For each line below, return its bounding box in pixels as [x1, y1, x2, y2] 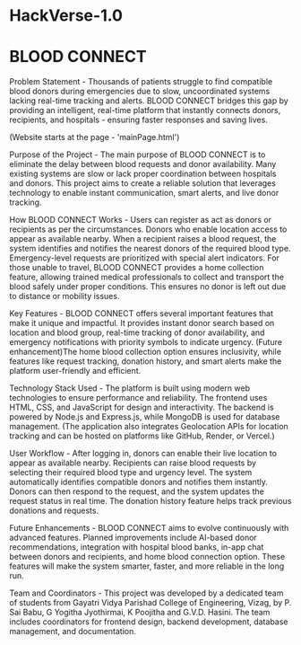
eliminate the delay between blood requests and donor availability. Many [9, 159, 277, 170]
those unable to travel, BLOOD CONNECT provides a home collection [9, 262, 264, 273]
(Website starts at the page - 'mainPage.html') [9, 132, 180, 143]
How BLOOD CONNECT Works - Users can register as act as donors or [9, 215, 271, 225]
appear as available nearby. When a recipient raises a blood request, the [9, 234, 277, 244]
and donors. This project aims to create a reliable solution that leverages [9, 178, 276, 189]
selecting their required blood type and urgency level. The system [9, 467, 253, 478]
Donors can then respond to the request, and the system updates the [9, 486, 264, 497]
